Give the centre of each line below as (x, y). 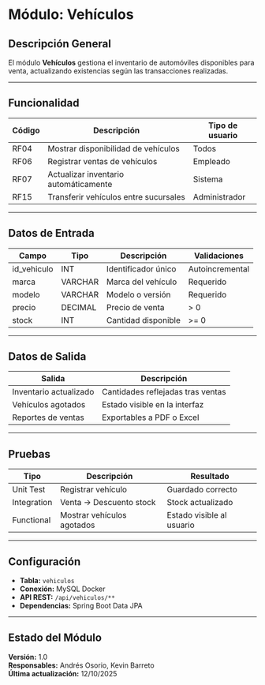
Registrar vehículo (94, 489)
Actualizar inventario (86, 174)
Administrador (219, 197)
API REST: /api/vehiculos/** (67, 597)
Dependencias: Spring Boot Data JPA (81, 606)
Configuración (45, 561)
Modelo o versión (138, 294)
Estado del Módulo (55, 638)
